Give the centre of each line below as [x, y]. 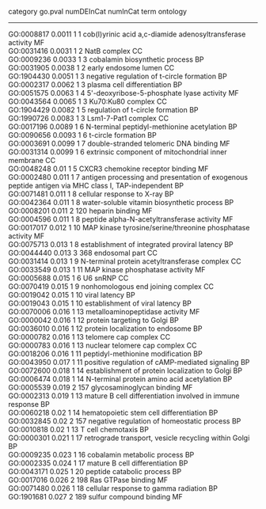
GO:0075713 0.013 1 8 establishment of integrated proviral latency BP [121, 244]
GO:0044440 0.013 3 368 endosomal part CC [83, 253]
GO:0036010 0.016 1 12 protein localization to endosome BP [105, 329]
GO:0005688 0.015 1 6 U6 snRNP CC [68, 278]
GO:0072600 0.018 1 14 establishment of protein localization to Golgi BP [125, 370]
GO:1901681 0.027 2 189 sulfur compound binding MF [96, 497]
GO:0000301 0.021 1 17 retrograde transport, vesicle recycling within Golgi [129, 438]
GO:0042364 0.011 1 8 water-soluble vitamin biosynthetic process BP [121, 202]
